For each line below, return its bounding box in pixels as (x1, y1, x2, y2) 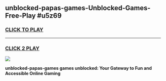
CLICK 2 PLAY (5, 45, 40, 52)
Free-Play (5, 12, 36, 20)
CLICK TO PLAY (5, 27, 43, 33)
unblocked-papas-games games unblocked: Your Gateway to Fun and (5, 65, 152, 71)
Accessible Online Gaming (5, 70, 61, 76)
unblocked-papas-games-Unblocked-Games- (5, 4, 151, 12)
